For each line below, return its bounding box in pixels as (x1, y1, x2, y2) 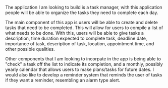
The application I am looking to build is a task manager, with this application (5, 5, 162, 10)
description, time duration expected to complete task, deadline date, (5, 35, 147, 41)
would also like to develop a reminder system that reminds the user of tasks (5, 72, 162, 77)
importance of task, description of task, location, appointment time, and (5, 41, 154, 47)
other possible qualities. (5, 46, 55, 52)
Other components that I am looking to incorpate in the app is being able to (5, 56, 161, 62)
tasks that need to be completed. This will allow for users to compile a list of (5, 25, 163, 31)
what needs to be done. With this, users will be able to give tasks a (5, 30, 144, 36)
